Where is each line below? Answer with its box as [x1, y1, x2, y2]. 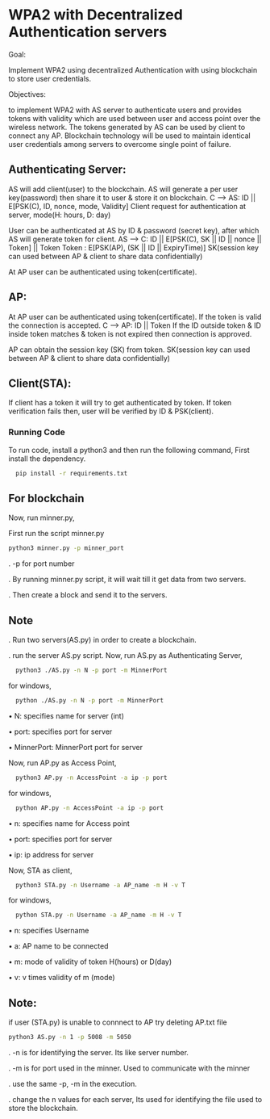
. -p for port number [8, 559, 75, 568]
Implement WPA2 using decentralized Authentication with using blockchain [8, 65, 258, 74]
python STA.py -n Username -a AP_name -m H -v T [15, 911, 182, 920]
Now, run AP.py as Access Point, [8, 757, 117, 768]
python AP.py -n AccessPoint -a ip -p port [15, 803, 164, 812]
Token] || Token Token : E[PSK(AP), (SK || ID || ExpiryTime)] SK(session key [8, 242, 260, 252]
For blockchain [8, 491, 85, 505]
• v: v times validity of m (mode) [8, 973, 115, 983]
